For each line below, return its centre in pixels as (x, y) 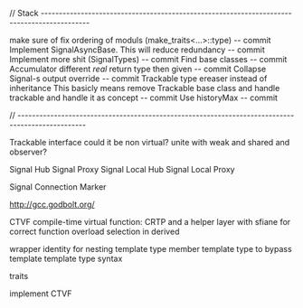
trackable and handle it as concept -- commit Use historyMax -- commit (144, 98)
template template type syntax (66, 258)
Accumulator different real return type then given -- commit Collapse (138, 69)
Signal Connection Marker (58, 187)
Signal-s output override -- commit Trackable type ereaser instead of (138, 79)
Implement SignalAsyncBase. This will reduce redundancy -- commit (137, 50)
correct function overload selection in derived (95, 231)
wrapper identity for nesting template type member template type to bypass (151, 249)
